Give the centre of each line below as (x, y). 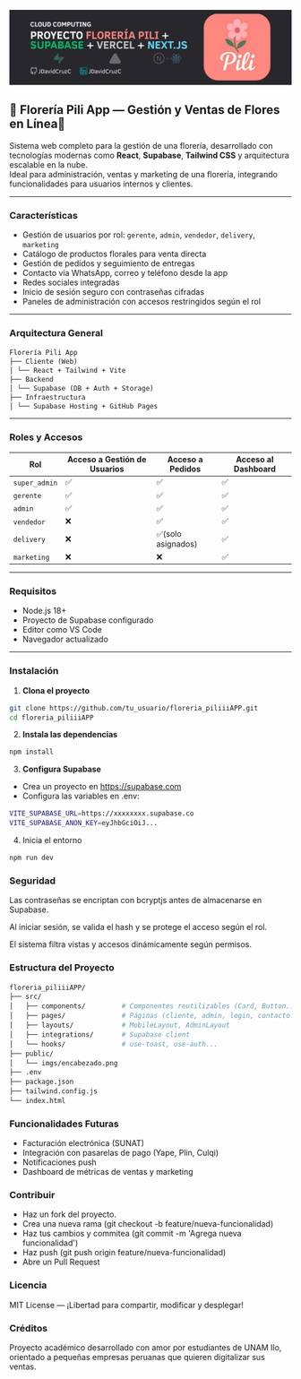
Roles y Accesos (46, 437)
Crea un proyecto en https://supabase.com (102, 787)
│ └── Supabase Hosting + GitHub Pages (84, 407)
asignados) (177, 544)
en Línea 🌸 (37, 124)
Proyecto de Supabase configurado (88, 620)
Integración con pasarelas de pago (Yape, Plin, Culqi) (120, 1153)
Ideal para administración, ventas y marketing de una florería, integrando (143, 174)
